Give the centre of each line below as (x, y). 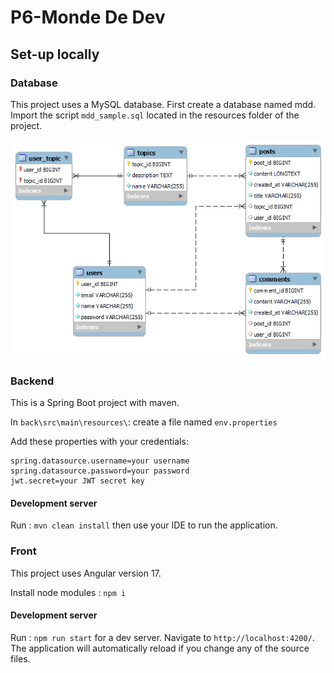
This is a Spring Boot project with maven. (95, 403)
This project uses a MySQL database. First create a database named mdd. (163, 104)
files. (20, 658)
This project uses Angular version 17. (86, 573)
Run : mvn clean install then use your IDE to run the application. (144, 525)
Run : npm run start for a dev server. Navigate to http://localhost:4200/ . (162, 637)
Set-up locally (55, 54)
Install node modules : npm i (68, 592)
